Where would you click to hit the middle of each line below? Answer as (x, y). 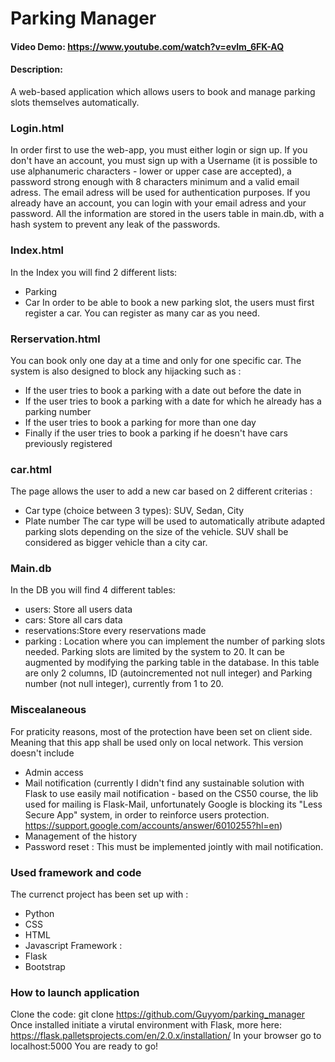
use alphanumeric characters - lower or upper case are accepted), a (151, 171)
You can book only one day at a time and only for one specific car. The (156, 360)
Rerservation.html (55, 339)
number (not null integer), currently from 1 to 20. (124, 684)
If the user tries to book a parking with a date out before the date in (163, 390)
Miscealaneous (48, 710)
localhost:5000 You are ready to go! (84, 1046)
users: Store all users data (78, 609)
